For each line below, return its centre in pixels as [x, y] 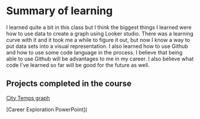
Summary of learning [60, 11]
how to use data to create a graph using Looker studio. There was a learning [100, 33]
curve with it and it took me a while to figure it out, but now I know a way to [98, 40]
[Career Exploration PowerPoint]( [47, 109]
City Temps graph [28, 98]
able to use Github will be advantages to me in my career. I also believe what [100, 59]
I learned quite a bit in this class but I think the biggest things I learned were [99, 27]
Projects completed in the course [69, 84]
